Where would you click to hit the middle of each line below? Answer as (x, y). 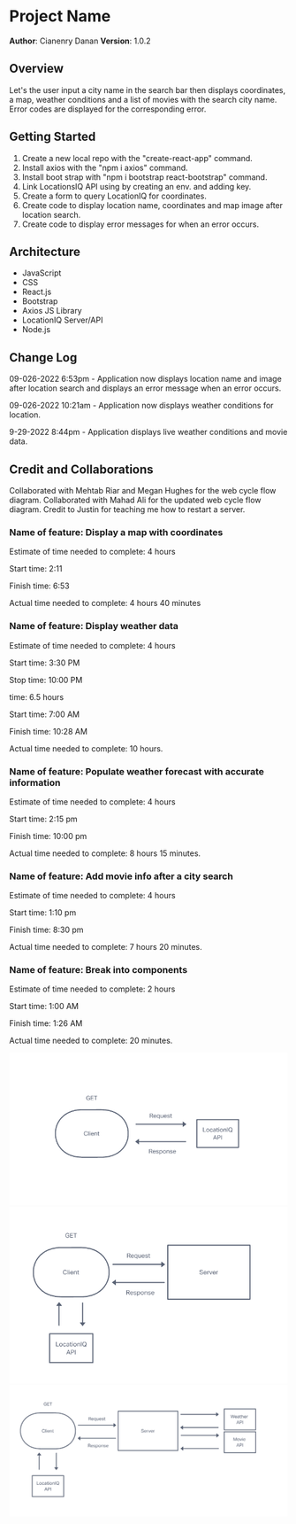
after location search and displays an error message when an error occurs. (145, 388)
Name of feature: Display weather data (94, 626)
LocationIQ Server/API (62, 320)
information (35, 782)
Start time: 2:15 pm (43, 819)
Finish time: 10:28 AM (49, 731)
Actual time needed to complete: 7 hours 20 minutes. (106, 947)
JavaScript (42, 273)
